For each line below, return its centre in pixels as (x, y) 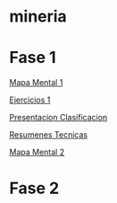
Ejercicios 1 (30, 100)
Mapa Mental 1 (36, 83)
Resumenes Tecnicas (48, 135)
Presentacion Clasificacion (58, 118)
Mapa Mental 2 (37, 152)
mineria (38, 17)
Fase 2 (34, 188)
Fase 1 (33, 58)
